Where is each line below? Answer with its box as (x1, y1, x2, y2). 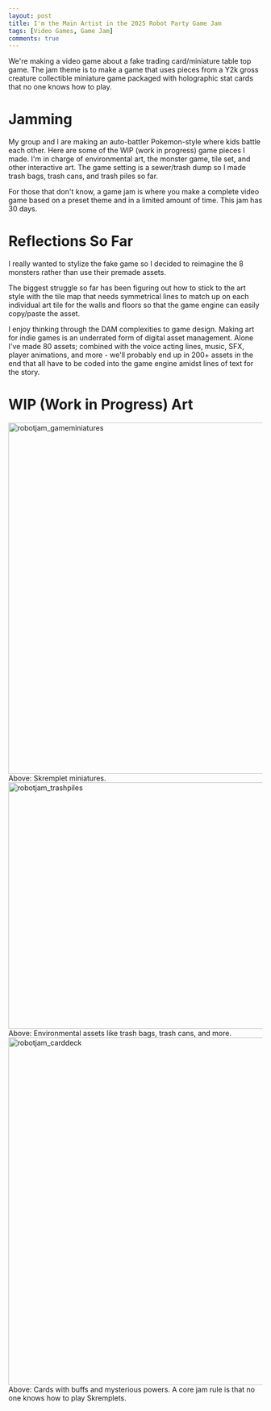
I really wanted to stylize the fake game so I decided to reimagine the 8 (8, 259, 244, 268)
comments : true (8, 34, 60, 43)
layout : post (8, 11, 52, 20)
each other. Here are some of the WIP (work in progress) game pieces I (8, 146, 246, 156)
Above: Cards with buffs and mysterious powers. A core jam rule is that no (8, 1384, 256, 1395)
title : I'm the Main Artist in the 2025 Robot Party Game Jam (8, 19, 222, 27)
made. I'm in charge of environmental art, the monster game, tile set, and (8, 154, 251, 164)
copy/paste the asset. (8, 309, 81, 318)
